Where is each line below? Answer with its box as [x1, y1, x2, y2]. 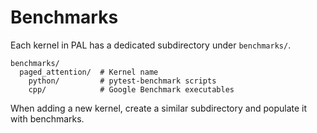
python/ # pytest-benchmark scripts [28, 76, 217, 86]
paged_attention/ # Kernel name [19, 67, 159, 77]
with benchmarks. [10, 112, 85, 125]
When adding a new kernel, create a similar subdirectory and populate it [10, 102, 308, 114]
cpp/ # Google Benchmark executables [28, 84, 235, 95]
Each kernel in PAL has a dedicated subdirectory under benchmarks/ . [10, 39, 292, 51]
